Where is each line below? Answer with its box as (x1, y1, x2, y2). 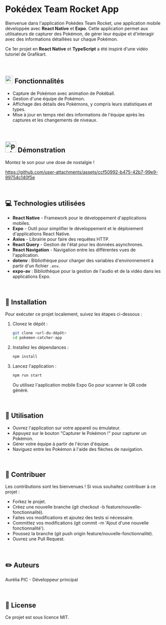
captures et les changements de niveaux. (12, 117, 97, 123)
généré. (12, 387, 29, 393)
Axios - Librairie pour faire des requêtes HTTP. (12, 236, 110, 242)
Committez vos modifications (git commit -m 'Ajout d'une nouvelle (12, 520, 149, 526)
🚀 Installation (5, 297, 47, 306)
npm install (12, 354, 37, 359)
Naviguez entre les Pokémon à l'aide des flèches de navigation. (12, 446, 143, 452)
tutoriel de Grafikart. (5, 51, 47, 57)
